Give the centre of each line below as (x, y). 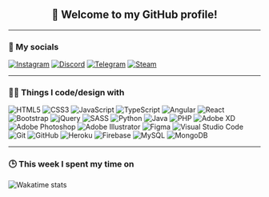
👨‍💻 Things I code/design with (66, 93)
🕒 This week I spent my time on (71, 164)
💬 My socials (34, 46)
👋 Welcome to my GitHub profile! (134, 15)
